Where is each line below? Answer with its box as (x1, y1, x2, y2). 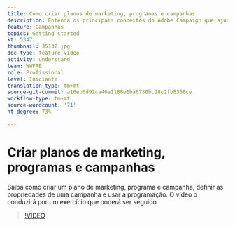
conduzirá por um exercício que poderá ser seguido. (7, 197, 159, 206)
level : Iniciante (7, 75, 58, 83)
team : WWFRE (7, 62, 42, 69)
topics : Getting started (7, 29, 80, 37)
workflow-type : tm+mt (7, 95, 71, 102)
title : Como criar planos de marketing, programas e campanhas (7, 10, 196, 18)
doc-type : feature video (7, 50, 80, 57)
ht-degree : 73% (7, 108, 52, 115)
